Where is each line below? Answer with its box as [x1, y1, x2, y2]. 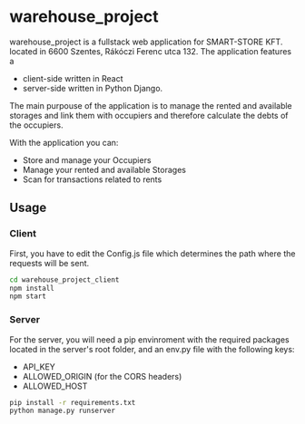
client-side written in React [22, 72, 123, 83]
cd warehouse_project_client [9, 275, 120, 284]
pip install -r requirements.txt [9, 398, 136, 407]
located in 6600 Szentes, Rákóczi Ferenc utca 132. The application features [9, 45, 292, 56]
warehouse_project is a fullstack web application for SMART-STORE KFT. [9, 36, 283, 47]
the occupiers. [9, 120, 64, 130]
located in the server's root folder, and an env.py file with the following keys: [9, 343, 295, 354]
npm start [9, 292, 47, 301]
